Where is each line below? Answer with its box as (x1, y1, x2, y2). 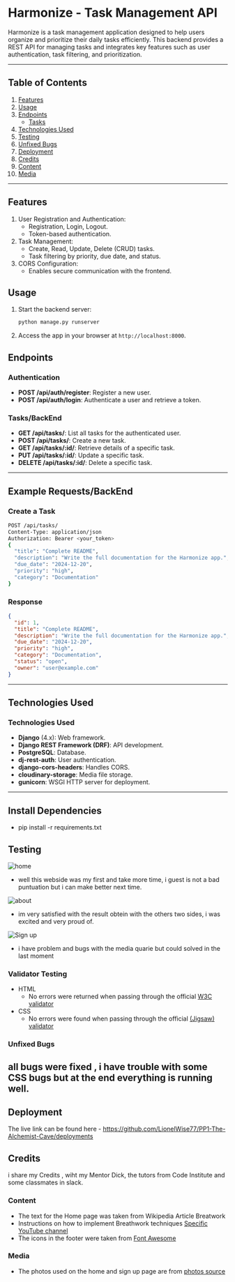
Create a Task (8, 506, 56, 516)
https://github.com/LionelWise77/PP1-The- (103, 1124, 226, 1134)
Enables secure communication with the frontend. (28, 266, 172, 275)
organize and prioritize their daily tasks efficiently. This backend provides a (8, 35, 224, 43)
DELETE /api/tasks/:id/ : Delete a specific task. (17, 459, 153, 467)
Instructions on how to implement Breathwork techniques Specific (17, 1219, 208, 1228)
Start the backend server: (17, 305, 92, 314)
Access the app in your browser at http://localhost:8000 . (17, 331, 187, 339)
